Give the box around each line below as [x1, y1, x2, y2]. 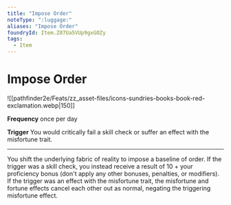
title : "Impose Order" [7, 10, 72, 17]
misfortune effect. [7, 191, 58, 200]
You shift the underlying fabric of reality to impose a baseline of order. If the [7, 155, 222, 163]
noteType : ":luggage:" [7, 16, 72, 23]
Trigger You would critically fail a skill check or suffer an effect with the [7, 128, 210, 136]
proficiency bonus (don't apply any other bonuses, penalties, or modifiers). [7, 169, 220, 178]
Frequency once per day [7, 114, 78, 123]
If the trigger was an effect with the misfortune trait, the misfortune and [7, 176, 209, 185]
